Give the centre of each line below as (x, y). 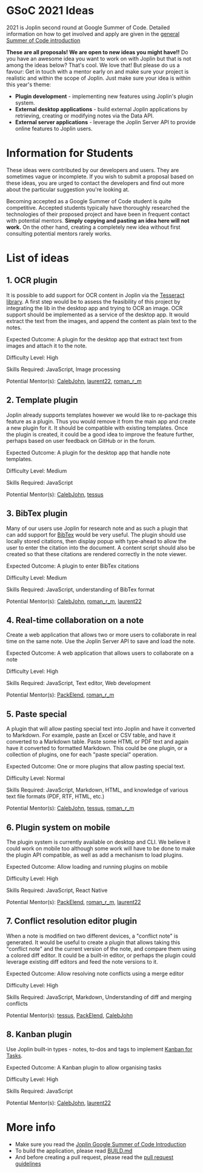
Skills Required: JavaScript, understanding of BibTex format (81, 589)
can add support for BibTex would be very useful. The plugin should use (96, 534)
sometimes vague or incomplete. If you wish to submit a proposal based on (100, 176)
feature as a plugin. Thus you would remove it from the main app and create (101, 421)
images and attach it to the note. (47, 346)
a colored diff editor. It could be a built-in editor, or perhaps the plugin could (101, 955)
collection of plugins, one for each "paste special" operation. (82, 754)
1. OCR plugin (32, 280)
